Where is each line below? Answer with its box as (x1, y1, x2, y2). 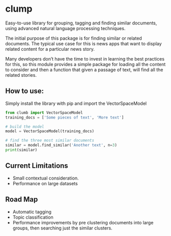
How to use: (5, 87, 44, 96)
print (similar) (5, 147, 38, 153)
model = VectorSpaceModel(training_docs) (5, 129, 95, 134)
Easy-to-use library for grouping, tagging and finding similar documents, (5, 20, 157, 26)
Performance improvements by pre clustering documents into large (12, 219, 154, 225)
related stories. (5, 72, 37, 78)
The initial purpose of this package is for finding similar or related (5, 35, 142, 41)
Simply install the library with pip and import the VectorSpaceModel (5, 100, 147, 106)
